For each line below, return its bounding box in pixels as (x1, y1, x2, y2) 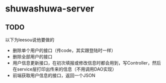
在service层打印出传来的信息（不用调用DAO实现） (12, 66, 117, 72)
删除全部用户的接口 (12, 53, 53, 59)
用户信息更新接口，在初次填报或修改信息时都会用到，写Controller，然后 (12, 60, 161, 65)
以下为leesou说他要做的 (5, 37, 54, 42)
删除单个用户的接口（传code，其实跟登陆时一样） (12, 47, 116, 53)
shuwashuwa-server (5, 3, 95, 14)
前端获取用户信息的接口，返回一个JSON (12, 72, 96, 78)
